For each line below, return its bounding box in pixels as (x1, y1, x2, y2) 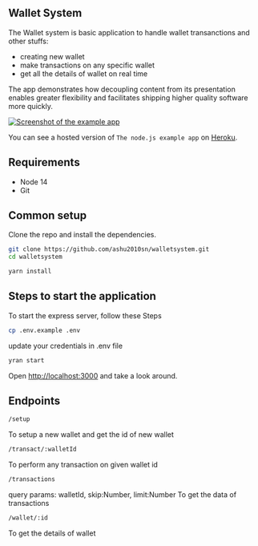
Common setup (8, 208, 87, 223)
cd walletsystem (8, 253, 62, 261)
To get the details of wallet (8, 528, 96, 538)
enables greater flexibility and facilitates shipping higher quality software (8, 92, 248, 103)
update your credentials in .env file (8, 341, 123, 350)
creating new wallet (19, 51, 86, 61)
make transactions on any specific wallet (19, 60, 155, 70)
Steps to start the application (8, 289, 156, 303)
